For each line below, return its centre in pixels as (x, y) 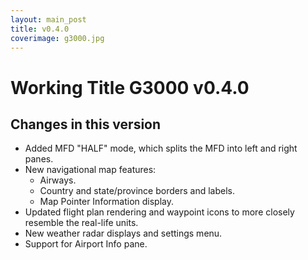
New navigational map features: (90, 170)
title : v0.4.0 (40, 29)
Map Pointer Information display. (106, 202)
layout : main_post (48, 19)
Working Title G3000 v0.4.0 (130, 87)
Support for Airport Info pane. (86, 244)
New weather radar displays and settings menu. (123, 233)
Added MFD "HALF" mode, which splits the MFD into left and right (161, 148)
